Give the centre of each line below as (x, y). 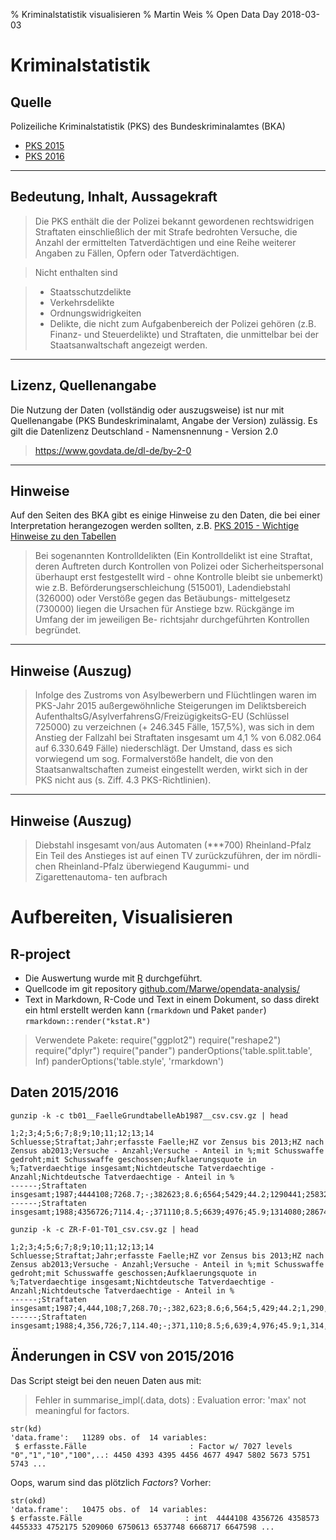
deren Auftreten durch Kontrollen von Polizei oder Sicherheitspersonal (179, 566)
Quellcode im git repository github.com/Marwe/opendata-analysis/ (162, 989)
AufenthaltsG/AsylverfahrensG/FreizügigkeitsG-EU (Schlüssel (162, 716)
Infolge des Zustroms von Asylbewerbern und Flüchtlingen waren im (175, 695)
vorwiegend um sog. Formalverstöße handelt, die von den (154, 759)
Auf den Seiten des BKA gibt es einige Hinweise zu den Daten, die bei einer (165, 515)
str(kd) (26, 1429)
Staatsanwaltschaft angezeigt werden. (128, 345)
